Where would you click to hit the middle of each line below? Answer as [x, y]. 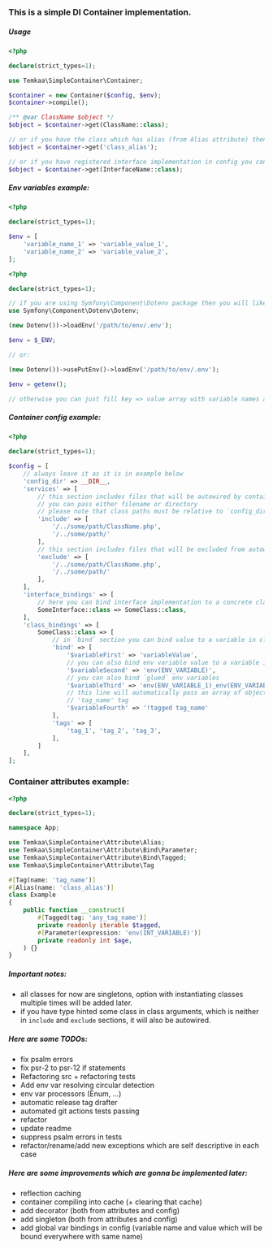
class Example [32, 895]
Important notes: [38, 974]
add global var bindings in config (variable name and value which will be [141, 1228]
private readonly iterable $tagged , [100, 925]
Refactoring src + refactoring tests [78, 1077]
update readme [45, 1129]
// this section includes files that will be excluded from [141, 549]
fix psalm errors [47, 1060]
